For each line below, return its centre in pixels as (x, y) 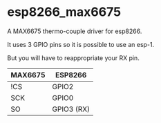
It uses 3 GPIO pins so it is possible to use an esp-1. (81, 44)
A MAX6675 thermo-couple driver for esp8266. (75, 31)
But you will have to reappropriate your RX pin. (73, 58)
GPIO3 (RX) (71, 109)
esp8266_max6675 (64, 12)
